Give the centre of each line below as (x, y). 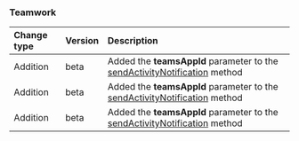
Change (31, 35)
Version (82, 41)
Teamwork (33, 12)
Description (133, 41)
